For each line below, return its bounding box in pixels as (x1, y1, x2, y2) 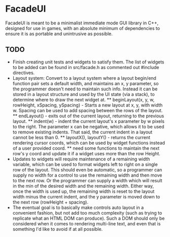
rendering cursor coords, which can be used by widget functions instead (12, 140, 165, 146)
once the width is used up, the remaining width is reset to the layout (12, 188, 155, 194)
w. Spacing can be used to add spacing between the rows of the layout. (12, 107, 163, 113)
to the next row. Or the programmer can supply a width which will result (12, 177, 162, 183)
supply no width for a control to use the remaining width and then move (12, 172, 162, 178)
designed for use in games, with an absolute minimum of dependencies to (5, 25, 160, 31)
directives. (12, 70, 35, 76)
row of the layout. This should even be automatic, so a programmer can (12, 166, 162, 173)
